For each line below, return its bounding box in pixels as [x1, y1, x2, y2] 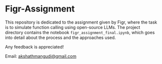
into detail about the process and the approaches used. [5, 35, 116, 40]
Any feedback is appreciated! [5, 44, 64, 50]
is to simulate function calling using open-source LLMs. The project [5, 24, 141, 30]
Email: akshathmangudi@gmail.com [5, 53, 77, 59]
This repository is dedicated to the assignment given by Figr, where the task [5, 19, 157, 25]
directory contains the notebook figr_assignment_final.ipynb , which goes [5, 29, 155, 35]
